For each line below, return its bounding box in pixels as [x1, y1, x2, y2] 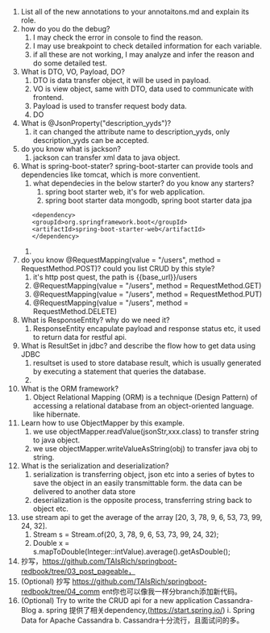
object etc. [32, 504, 69, 514]
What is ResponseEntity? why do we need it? [20, 315, 170, 325]
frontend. [32, 93, 64, 102]
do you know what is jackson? [20, 145, 122, 153]
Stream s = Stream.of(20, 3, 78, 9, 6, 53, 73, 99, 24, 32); [32, 530, 219, 539]
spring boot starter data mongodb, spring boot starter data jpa [44, 195, 252, 205]
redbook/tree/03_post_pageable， [20, 567, 136, 576]
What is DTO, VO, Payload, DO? [20, 67, 126, 76]
